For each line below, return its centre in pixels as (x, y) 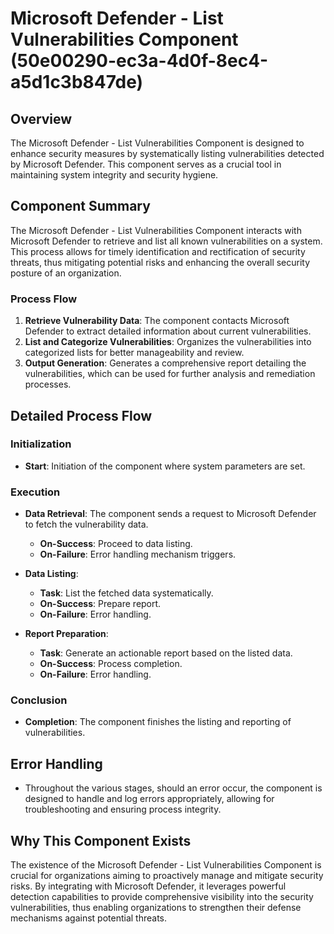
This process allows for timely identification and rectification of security (158, 251)
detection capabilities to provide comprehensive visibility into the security (162, 897)
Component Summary (80, 206)
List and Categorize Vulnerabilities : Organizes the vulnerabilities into (168, 342)
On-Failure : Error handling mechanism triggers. (138, 554)
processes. (48, 384)
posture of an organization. (66, 273)
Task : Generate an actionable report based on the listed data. (166, 653)
